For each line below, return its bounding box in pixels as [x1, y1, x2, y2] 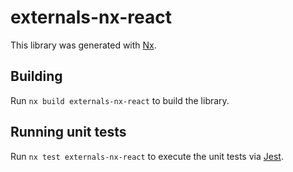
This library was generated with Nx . [10, 39, 157, 51]
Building [10, 68, 63, 85]
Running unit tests [10, 124, 127, 141]
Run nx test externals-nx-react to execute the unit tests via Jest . [10, 150, 284, 162]
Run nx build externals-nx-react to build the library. [10, 94, 230, 106]
